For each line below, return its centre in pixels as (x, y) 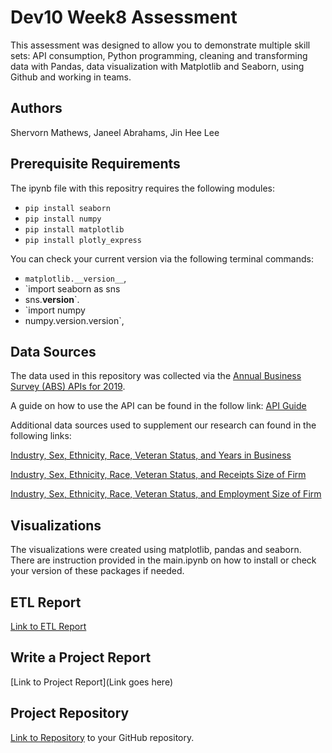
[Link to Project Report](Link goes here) (91, 682)
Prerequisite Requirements (95, 164)
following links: (41, 436)
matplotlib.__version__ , (75, 278)
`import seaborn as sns (72, 288)
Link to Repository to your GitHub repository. (102, 737)
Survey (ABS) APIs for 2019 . (68, 387)
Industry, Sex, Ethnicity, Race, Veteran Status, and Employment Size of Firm (166, 494)
